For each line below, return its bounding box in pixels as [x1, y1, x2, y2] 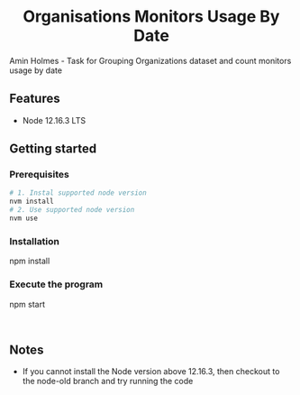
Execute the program [9, 278, 104, 290]
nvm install [9, 197, 54, 207]
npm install [9, 255, 50, 267]
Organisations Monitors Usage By [23, 6, 280, 27]
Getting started [9, 142, 97, 157]
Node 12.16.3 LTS [22, 115, 86, 125]
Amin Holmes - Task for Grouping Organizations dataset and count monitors [9, 55, 292, 66]
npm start [9, 299, 46, 309]
